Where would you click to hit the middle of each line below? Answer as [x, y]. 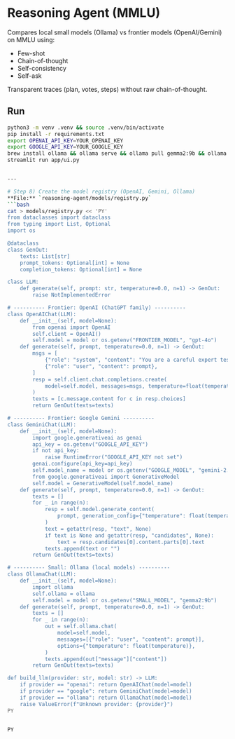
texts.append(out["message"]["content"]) [106, 659]
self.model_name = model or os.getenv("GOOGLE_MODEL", [114, 470]
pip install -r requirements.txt [56, 134]
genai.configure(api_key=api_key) [83, 464]
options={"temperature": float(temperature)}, [126, 646]
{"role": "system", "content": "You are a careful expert [131, 360]
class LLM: [23, 282]
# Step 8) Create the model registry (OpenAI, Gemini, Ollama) [101, 191]
